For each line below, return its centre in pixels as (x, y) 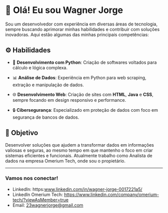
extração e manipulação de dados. (48, 85)
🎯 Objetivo (22, 133)
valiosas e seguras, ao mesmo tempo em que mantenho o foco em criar (79, 150)
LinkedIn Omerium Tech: (38, 195)
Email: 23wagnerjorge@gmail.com (48, 205)
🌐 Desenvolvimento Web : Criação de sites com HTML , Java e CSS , (83, 94)
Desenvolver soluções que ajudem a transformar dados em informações (79, 145)
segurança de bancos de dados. (46, 117)
